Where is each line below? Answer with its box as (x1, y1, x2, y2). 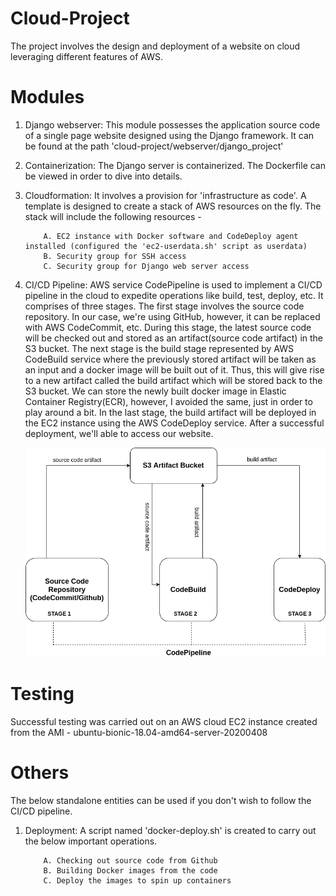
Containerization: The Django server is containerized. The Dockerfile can (24, 159, 326, 171)
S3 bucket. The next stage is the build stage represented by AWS (24, 342, 294, 354)
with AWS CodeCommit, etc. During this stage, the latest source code (24, 321, 312, 333)
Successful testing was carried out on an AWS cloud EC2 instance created (10, 715, 318, 727)
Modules (10, 86, 85, 109)
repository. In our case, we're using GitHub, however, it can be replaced (24, 310, 321, 322)
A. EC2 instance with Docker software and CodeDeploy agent (43, 231, 299, 241)
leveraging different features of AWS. (10, 50, 163, 62)
